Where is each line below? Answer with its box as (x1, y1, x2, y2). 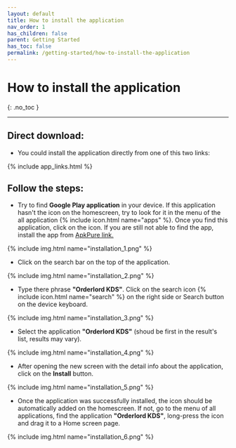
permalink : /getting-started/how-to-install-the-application (7, 50, 190, 57)
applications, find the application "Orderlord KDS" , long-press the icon (17, 411, 224, 420)
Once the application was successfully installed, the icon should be (17, 397, 213, 405)
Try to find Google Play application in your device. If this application (17, 201, 216, 209)
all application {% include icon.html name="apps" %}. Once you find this (17, 216, 228, 225)
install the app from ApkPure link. (17, 231, 114, 239)
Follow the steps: (7, 183, 84, 195)
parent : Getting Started (7, 37, 80, 44)
